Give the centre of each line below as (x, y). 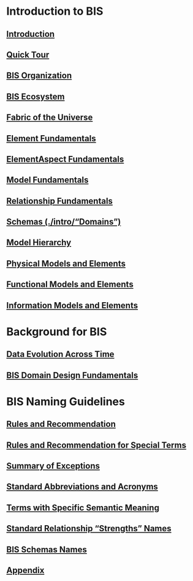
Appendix (25, 570)
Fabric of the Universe (50, 118)
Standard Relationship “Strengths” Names (89, 528)
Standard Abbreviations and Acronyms (82, 487)
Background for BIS (57, 331)
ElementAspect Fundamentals (65, 159)
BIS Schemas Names (47, 549)
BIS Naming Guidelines (66, 401)
